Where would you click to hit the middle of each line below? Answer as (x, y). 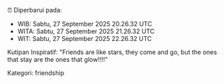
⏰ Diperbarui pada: (35, 10)
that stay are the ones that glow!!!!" (58, 59)
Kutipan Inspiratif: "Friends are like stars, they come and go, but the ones (112, 52)
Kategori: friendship (36, 73)
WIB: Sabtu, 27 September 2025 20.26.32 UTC (84, 24)
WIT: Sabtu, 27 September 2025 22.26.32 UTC (84, 39)
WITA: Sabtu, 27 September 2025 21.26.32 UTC (86, 31)
